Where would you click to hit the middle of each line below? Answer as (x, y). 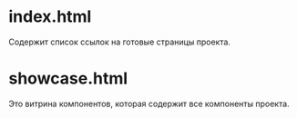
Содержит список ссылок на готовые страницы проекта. (120, 42)
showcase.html (68, 79)
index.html (50, 17)
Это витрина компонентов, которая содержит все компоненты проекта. (149, 103)
